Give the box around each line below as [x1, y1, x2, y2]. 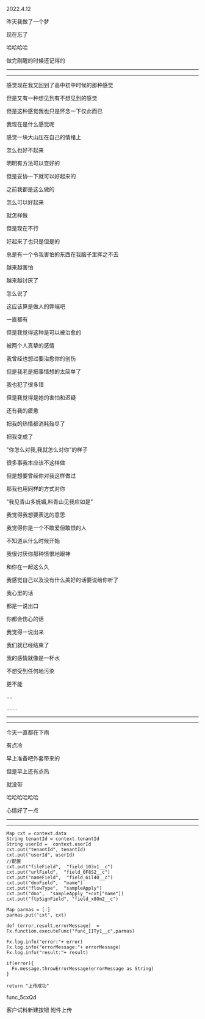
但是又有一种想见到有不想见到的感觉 [6, 94, 98, 102]
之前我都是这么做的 [6, 186, 55, 192]
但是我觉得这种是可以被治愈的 [6, 329, 81, 336]
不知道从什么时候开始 [6, 537, 60, 544]
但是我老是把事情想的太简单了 [6, 368, 81, 375]
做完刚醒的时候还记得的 [6, 57, 65, 64]
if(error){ [6, 960, 34, 966]
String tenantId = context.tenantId [6, 836, 99, 842]
